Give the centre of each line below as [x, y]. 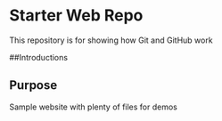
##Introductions [39, 57]
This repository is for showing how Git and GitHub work [111, 40]
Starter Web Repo [76, 16]
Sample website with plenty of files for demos [94, 107]
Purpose [33, 85]
